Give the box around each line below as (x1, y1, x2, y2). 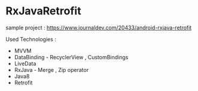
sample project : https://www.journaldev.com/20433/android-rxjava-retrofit (5, 24, 192, 31)
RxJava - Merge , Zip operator (14, 66, 89, 73)
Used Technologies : (5, 35, 56, 43)
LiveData (14, 60, 36, 67)
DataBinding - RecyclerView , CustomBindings (14, 53, 129, 60)
